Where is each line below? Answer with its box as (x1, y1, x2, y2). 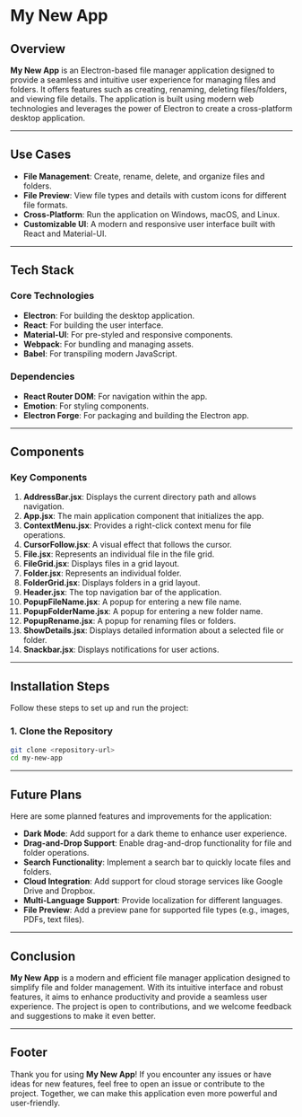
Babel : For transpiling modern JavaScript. (22, 347, 177, 359)
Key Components (10, 471, 88, 484)
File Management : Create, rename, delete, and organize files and (22, 171, 265, 181)
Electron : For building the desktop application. (22, 310, 195, 321)
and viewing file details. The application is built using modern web (10, 93, 255, 104)
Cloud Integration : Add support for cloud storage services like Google (22, 876, 283, 887)
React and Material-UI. (22, 228, 107, 239)
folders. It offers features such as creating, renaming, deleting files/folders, (10, 84, 288, 94)
